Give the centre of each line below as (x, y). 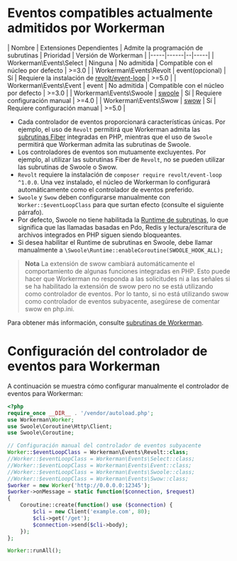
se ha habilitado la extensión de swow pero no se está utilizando (119, 286)
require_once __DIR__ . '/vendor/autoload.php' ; (81, 413)
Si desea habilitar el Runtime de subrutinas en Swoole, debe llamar (115, 242)
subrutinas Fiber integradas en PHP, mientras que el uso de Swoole (115, 137)
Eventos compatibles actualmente (110, 13)
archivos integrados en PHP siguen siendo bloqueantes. (100, 235)
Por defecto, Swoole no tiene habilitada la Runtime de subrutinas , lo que (123, 220)
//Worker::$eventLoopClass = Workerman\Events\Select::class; (101, 459)
